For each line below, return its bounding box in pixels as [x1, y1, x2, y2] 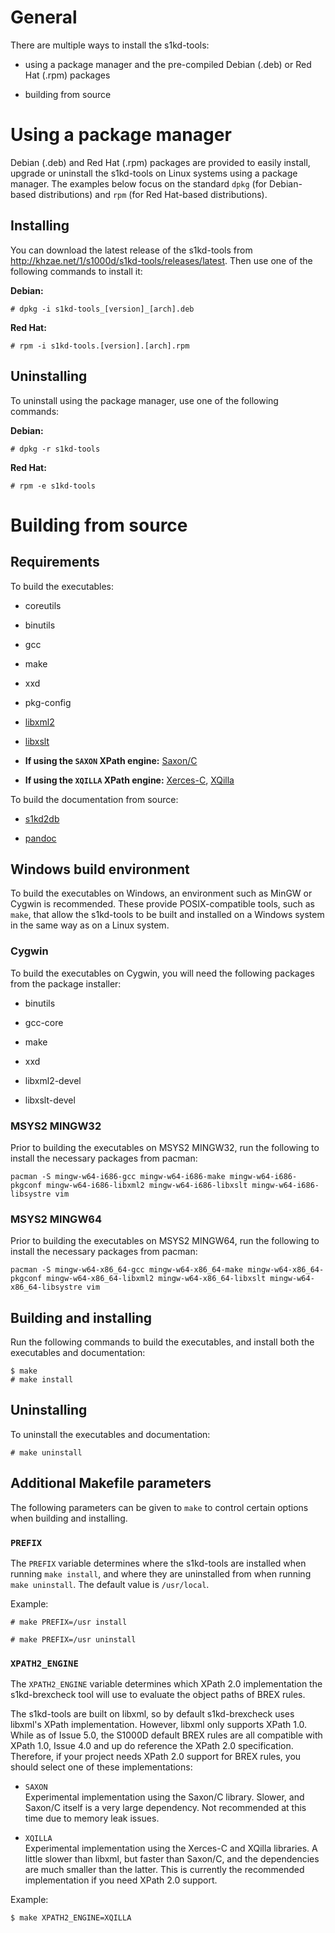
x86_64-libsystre [10, 1282, 83, 1293]
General [10, 6, 78, 29]
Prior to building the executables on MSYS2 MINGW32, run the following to [10, 1141, 320, 1153]
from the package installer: [10, 977, 122, 990]
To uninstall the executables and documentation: [10, 1428, 211, 1440]
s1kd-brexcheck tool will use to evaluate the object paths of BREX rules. [10, 1689, 306, 1701]
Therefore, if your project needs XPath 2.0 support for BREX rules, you [10, 1751, 302, 1763]
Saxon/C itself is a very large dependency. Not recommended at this [24, 1802, 307, 1814]
